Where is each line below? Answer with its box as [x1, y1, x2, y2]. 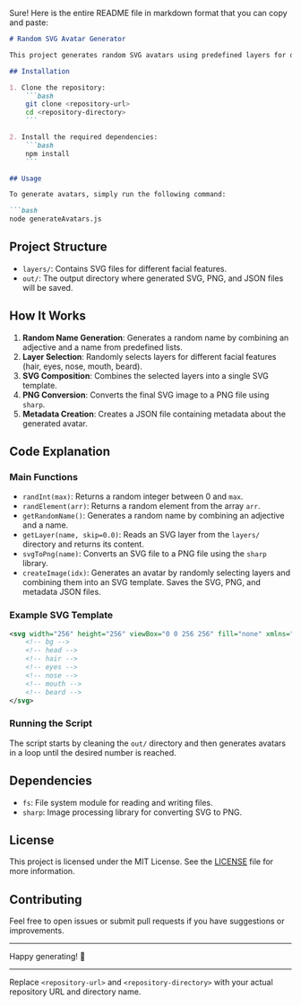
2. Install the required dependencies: [9, 133, 159, 142]
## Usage [9, 174, 42, 183]
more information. [9, 866, 75, 877]
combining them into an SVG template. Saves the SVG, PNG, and [21, 577, 262, 588]
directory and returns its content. [21, 538, 145, 550]
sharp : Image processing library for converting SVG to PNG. [21, 807, 243, 818]
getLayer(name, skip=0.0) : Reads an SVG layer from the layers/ [21, 529, 260, 540]
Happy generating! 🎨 [9, 951, 86, 962]
